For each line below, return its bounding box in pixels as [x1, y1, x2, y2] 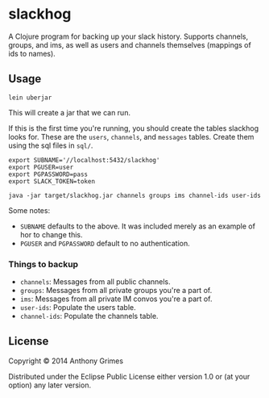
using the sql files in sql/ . [8, 140, 93, 150]
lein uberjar [8, 94, 52, 102]
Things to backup [8, 258, 79, 270]
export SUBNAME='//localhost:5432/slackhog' [8, 156, 160, 164]
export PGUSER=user [8, 163, 74, 171]
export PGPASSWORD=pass [8, 170, 89, 178]
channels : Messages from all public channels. [19, 277, 171, 287]
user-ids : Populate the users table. [19, 303, 137, 312]
